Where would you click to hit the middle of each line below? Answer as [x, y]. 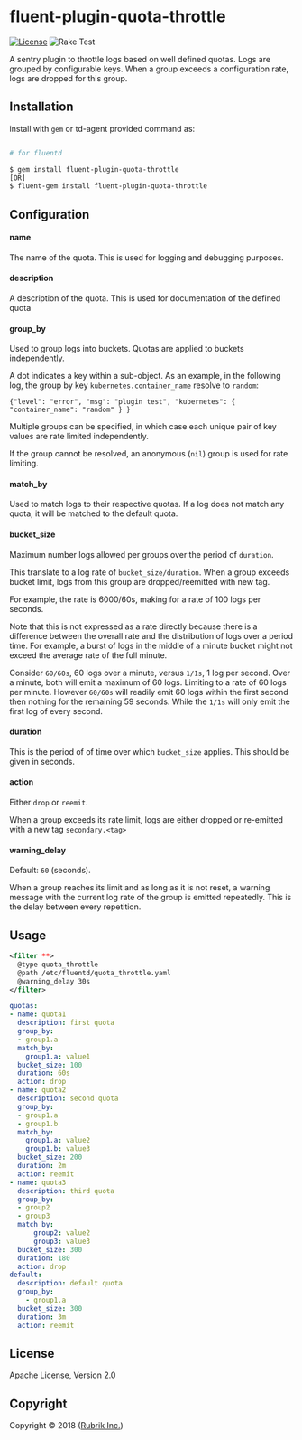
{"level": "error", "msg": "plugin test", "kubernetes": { [123, 402]
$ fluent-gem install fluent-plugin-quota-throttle [108, 186]
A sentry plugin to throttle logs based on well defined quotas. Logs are [140, 59]
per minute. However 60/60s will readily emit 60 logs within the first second [149, 692]
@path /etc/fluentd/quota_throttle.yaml [94, 973]
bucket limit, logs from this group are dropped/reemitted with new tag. [140, 581]
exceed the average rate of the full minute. [88, 655]
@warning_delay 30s [54, 981]
